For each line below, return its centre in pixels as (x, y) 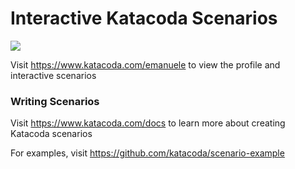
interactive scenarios (53, 75)
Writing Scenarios (55, 101)
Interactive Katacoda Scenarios (144, 18)
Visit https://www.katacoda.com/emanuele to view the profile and (145, 64)
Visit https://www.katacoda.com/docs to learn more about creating (148, 123)
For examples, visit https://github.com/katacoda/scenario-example (147, 153)
